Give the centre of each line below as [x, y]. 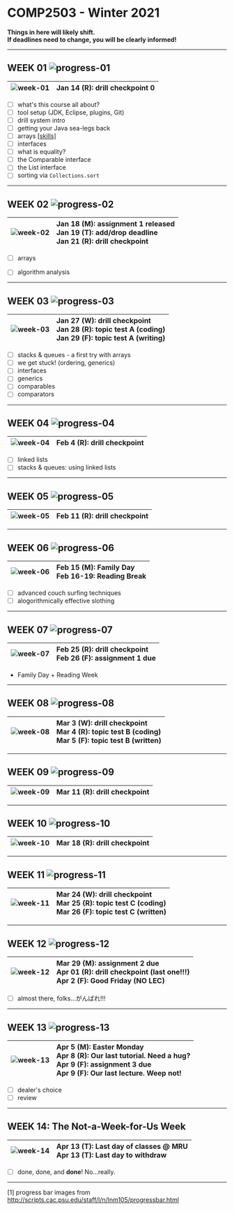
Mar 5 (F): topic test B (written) [109, 740]
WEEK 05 [28, 496]
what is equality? [41, 152]
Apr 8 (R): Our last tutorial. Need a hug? [123, 1055]
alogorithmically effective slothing [66, 601]
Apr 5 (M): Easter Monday [100, 1046]
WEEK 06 [28, 548]
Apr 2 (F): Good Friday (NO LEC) [110, 981]
